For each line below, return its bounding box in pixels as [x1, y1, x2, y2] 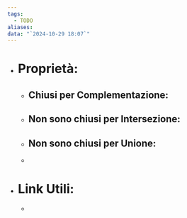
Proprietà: [17, 61, 79, 77]
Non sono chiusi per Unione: [28, 137, 157, 149]
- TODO [13, 17, 33, 24]
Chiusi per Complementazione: [28, 89, 169, 101]
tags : [7, 10, 23, 18]
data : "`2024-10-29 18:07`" [7, 30, 91, 38]
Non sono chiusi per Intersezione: [28, 113, 181, 125]
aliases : [7, 23, 33, 31]
